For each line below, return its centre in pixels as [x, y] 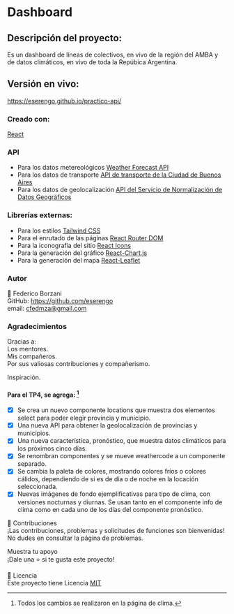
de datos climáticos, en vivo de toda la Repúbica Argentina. [92, 62]
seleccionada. [37, 487]
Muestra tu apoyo [32, 551]
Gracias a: [22, 342]
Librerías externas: [40, 215]
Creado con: [29, 119]
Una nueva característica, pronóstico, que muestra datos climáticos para [122, 441]
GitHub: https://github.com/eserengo [60, 301]
